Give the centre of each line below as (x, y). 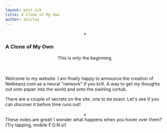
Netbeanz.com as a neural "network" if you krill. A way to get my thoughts (83, 83)
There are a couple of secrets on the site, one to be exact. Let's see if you (82, 99)
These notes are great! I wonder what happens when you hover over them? (83, 119)
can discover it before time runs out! (43, 104)
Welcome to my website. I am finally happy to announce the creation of (79, 78)
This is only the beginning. (85, 58)
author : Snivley (22, 19)
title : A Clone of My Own (32, 15)
